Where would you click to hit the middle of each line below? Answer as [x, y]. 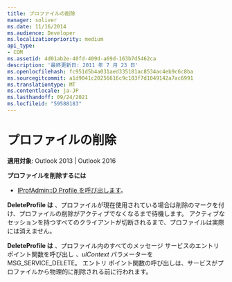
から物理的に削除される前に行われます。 [95, 272]
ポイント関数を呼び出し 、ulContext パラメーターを [80, 254]
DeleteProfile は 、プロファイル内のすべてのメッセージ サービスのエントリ [113, 245]
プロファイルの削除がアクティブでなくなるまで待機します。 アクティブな [122, 213]
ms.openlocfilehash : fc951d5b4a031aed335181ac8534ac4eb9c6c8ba [100, 71]
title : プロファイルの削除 [42, 14]
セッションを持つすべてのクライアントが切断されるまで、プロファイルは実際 [116, 222]
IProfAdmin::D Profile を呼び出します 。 [72, 190]
